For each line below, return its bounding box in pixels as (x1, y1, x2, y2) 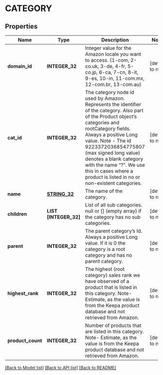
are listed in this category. (85, 328, 144, 335)
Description (101, 37, 129, 43)
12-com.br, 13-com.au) (85, 81, 142, 88)
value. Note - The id (85, 138, 131, 144)
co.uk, (85, 63, 99, 69)
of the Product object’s (85, 113, 137, 120)
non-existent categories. (85, 180, 142, 187)
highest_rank (7, 290, 39, 297)
